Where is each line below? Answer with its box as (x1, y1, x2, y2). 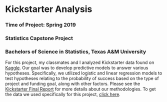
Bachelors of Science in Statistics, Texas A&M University (5, 48, 146, 55)
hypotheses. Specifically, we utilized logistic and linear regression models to (5, 70, 162, 76)
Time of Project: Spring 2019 (5, 21, 76, 28)
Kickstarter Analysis (5, 3, 92, 15)
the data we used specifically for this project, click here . (5, 91, 121, 97)
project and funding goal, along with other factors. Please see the (5, 81, 140, 87)
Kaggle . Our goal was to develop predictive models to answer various (5, 65, 148, 71)
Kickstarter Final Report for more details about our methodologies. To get (5, 86, 156, 92)
